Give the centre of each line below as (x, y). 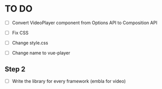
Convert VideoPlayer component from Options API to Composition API (85, 23)
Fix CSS (20, 33)
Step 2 (15, 69)
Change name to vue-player (41, 53)
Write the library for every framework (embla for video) (69, 81)
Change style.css (30, 43)
